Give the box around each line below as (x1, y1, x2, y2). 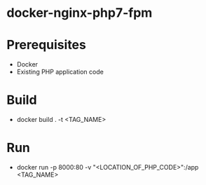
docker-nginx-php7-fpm (6, 5, 153, 21)
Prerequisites (6, 37, 87, 53)
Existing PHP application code (16, 68, 104, 76)
